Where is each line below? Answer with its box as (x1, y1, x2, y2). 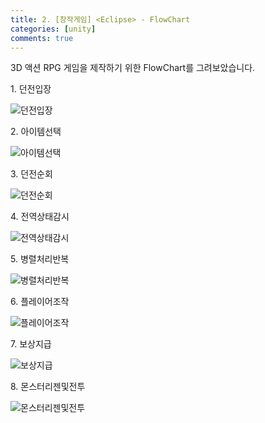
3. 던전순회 (10, 168, 53, 180)
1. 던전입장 (10, 83, 52, 95)
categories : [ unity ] (10, 24, 97, 34)
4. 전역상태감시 (10, 211, 70, 223)
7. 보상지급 (10, 338, 52, 350)
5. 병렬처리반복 (10, 253, 70, 265)
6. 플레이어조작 (10, 296, 70, 308)
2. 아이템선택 (10, 126, 62, 138)
